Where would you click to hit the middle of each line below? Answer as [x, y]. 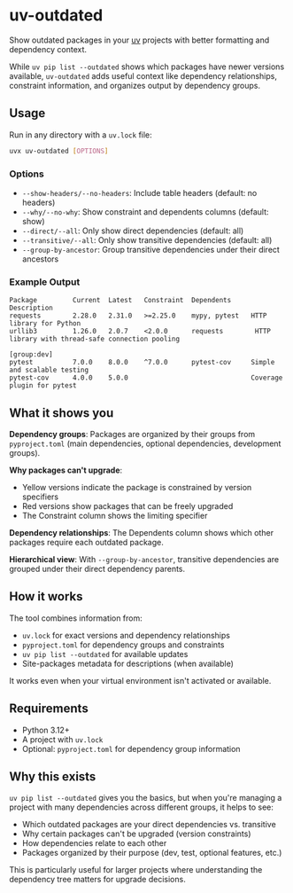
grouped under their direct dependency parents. [97, 569]
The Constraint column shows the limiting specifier [115, 516]
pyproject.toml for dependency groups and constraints [123, 645]
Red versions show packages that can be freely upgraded [127, 506]
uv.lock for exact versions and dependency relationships [126, 635]
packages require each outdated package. [86, 543]
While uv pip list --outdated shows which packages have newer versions [147, 67]
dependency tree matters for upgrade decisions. [97, 880]
